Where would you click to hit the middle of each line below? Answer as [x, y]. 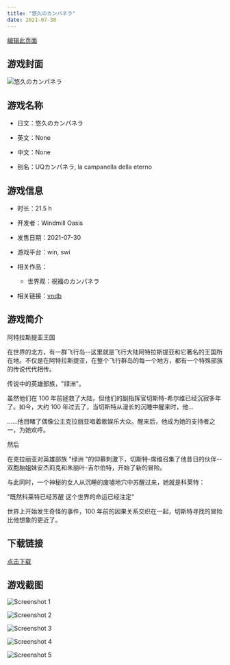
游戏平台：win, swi [43, 252]
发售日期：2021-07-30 [49, 237]
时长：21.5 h [35, 208]
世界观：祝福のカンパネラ [63, 281]
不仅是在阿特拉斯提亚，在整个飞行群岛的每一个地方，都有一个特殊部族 [124, 360]
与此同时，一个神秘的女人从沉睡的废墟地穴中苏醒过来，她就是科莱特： [106, 482]
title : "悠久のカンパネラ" [41, 13]
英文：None [34, 138]
